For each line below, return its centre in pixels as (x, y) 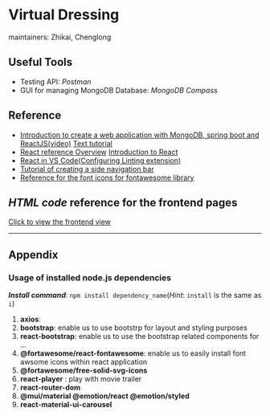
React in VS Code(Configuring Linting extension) (100, 160)
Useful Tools (41, 62)
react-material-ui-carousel (66, 405)
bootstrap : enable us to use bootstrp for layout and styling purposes (133, 328)
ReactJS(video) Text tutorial (66, 143)
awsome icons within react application (84, 362)
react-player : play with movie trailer (81, 379)
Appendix (33, 255)
